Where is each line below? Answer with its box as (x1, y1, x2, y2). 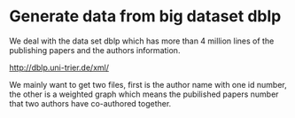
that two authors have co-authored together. (9, 98, 172, 108)
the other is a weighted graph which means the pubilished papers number (9, 89, 279, 99)
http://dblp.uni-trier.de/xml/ (9, 62, 109, 73)
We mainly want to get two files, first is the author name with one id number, (9, 79, 287, 90)
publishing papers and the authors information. (9, 44, 181, 55)
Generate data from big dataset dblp (9, 6, 282, 27)
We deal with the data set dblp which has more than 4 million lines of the (9, 35, 275, 46)
